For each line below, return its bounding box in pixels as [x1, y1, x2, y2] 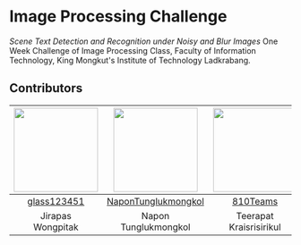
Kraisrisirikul [228, 221, 281, 233]
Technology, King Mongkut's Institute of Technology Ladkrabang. [9, 55, 251, 65]
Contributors [9, 80, 83, 96]
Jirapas [39, 209, 72, 222]
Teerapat [236, 209, 274, 222]
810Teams [231, 195, 279, 207]
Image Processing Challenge [9, 6, 228, 27]
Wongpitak [32, 221, 79, 233]
